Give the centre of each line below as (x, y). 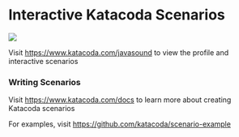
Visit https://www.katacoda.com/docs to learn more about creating (120, 100)
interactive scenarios (43, 61)
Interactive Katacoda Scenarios (117, 15)
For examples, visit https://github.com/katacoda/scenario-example (119, 124)
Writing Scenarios (45, 82)
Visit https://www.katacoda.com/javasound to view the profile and (119, 52)
